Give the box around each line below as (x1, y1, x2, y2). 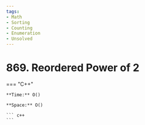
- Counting (6, 25, 33, 31)
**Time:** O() (6, 92, 41, 97)
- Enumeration (6, 31, 41, 36)
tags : (6, 8, 19, 15)
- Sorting (6, 19, 31, 25)
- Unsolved (6, 36, 33, 42)
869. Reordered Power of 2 (6, 61, 140, 75)
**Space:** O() (6, 102, 43, 108)
